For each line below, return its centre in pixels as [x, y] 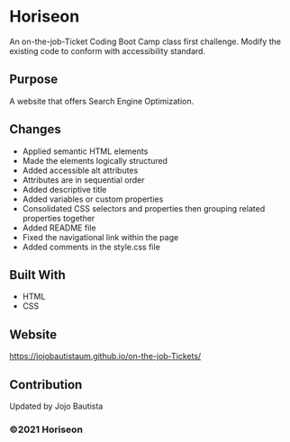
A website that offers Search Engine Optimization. [102, 101]
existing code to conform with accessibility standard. [107, 50]
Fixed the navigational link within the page [100, 237]
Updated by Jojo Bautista [56, 406]
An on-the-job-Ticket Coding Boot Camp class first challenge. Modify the [145, 41]
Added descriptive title [64, 189]
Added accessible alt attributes [80, 170]
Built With [37, 275]
